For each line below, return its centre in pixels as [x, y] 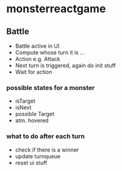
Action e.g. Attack [38, 59]
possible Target [35, 114]
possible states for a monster [51, 87]
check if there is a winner [47, 150]
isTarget [25, 101]
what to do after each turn [46, 136]
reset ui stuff [31, 162]
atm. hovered [32, 120]
